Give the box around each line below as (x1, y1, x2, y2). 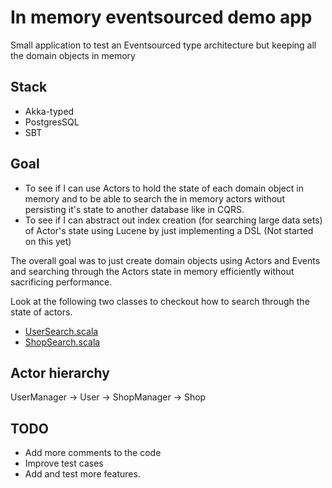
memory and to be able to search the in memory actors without (24, 192, 285, 205)
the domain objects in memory (10, 49, 136, 61)
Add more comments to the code (24, 447, 162, 459)
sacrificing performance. (10, 276, 113, 288)
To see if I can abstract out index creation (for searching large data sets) (24, 214, 323, 226)
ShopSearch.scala (24, 336, 101, 348)
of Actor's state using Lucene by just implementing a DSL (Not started (24, 224, 314, 236)
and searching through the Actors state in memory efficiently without (10, 265, 295, 277)
